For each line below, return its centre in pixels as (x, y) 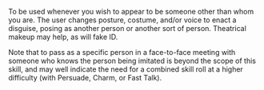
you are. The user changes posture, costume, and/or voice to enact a (122, 20)
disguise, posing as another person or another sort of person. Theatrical (127, 28)
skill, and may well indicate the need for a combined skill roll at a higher (126, 69)
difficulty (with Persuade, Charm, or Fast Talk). (85, 78)
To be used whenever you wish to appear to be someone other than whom (131, 12)
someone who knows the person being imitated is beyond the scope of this (132, 61)
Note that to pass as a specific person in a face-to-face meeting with (122, 52)
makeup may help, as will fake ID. (63, 37)
